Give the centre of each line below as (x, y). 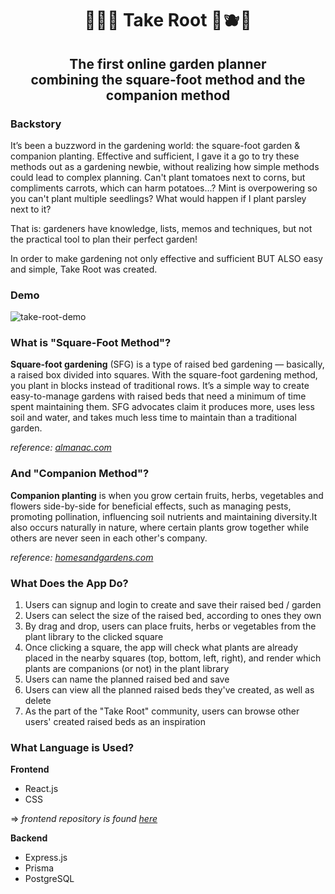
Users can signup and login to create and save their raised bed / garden (173, 605)
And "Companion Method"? (80, 474)
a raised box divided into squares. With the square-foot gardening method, (164, 375)
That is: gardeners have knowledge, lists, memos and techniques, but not (161, 228)
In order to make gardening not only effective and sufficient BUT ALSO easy (166, 258)
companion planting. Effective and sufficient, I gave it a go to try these (155, 156)
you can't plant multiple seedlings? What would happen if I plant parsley (158, 198)
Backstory (36, 124)
